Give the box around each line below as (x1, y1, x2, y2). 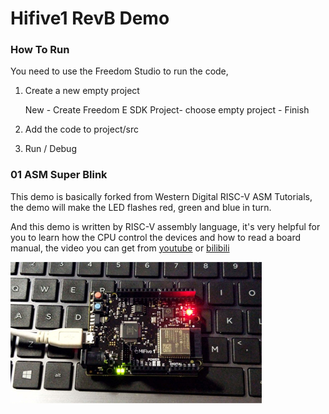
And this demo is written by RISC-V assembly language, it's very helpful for (10, 220, 321, 232)
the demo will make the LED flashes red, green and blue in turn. (10, 201, 272, 213)
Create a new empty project (24, 85, 140, 97)
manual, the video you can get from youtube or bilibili (10, 242, 230, 254)
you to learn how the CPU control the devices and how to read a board (10, 231, 302, 243)
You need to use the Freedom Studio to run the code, (10, 65, 229, 77)
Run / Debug (24, 143, 77, 155)
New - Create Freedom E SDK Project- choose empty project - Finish (24, 104, 310, 116)
